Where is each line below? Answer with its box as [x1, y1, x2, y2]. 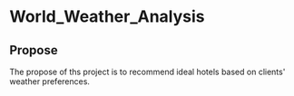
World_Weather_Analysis [9, 6, 206, 27]
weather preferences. [9, 76, 91, 87]
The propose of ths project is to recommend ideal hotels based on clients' [9, 66, 286, 77]
